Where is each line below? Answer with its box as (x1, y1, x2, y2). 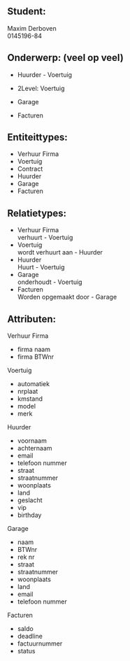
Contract (17, 164, 43, 173)
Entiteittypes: (7, 132, 68, 143)
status (17, 647, 36, 655)
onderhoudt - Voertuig (17, 278, 82, 286)
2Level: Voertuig (17, 84, 65, 92)
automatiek (17, 380, 50, 388)
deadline (17, 632, 43, 641)
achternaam (17, 444, 52, 453)
